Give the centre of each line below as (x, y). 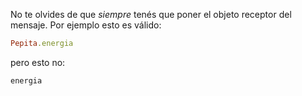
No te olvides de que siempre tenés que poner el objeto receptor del (151, 14)
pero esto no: (38, 62)
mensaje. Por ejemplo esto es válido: (86, 25)
